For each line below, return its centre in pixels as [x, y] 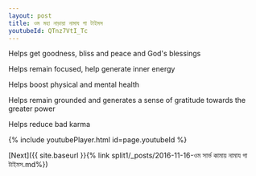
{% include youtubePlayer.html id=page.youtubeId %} [98, 140]
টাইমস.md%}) [28, 165]
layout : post [30, 16]
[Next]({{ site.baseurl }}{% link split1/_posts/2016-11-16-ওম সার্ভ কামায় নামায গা [128, 156]
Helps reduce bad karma [50, 125]
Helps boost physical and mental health [74, 84]
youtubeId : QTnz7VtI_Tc [48, 31]
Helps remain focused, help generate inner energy [92, 69]
